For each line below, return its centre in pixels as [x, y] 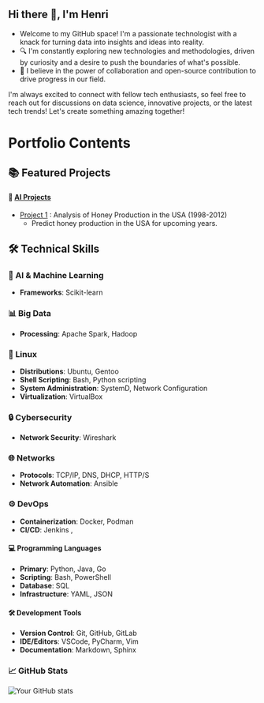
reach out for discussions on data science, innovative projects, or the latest [130, 103]
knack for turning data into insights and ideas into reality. [112, 42]
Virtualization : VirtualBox [61, 397]
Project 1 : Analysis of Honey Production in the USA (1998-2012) [123, 215]
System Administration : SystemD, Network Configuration [113, 388]
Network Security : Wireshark [68, 438]
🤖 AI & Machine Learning [56, 275]
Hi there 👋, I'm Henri [58, 15]
